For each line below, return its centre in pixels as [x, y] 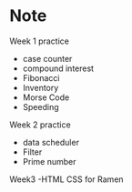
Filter [32, 152]
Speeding [41, 106]
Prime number [49, 161]
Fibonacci [41, 77]
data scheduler [51, 142]
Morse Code [46, 97]
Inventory [41, 87]
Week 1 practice [40, 41]
